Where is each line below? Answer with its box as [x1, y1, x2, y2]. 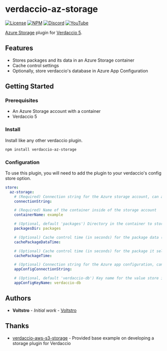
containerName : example [14, 212, 64, 217]
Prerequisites [5, 97, 38, 104]
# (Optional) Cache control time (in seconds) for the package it [14, 249, 155, 254]
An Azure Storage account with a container [12, 108, 101, 114]
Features [5, 44, 33, 53]
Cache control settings [12, 62, 59, 68]
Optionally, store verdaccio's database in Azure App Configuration [12, 68, 148, 74]
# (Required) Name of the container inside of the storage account [14, 208, 157, 213]
